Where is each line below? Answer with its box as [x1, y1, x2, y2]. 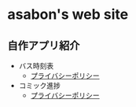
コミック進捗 [18, 81, 61, 90]
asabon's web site [7, 6, 129, 24]
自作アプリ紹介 [7, 39, 80, 52]
